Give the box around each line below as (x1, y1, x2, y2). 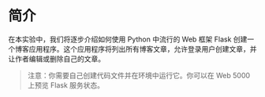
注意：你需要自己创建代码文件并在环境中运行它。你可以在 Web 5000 (27, 70, 251, 80)
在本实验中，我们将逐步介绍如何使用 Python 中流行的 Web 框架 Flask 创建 (8, 34, 248, 44)
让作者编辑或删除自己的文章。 (8, 54, 105, 63)
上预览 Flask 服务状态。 (27, 80, 105, 90)
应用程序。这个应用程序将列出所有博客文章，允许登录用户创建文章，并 (28, 44, 257, 53)
